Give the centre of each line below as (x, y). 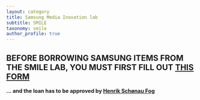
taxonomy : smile (26, 28)
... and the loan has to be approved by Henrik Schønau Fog (80, 90)
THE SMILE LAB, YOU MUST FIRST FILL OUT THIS (100, 67)
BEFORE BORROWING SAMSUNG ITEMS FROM (95, 58)
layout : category (28, 12)
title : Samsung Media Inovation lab (52, 17)
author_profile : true (33, 34)
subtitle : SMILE (26, 23)
